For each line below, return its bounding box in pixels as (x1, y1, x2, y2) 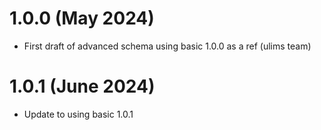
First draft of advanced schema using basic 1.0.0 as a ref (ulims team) (23, 40, 312, 52)
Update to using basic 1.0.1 (23, 108, 134, 120)
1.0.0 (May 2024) (9, 7, 155, 30)
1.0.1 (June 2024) (9, 75, 156, 98)
